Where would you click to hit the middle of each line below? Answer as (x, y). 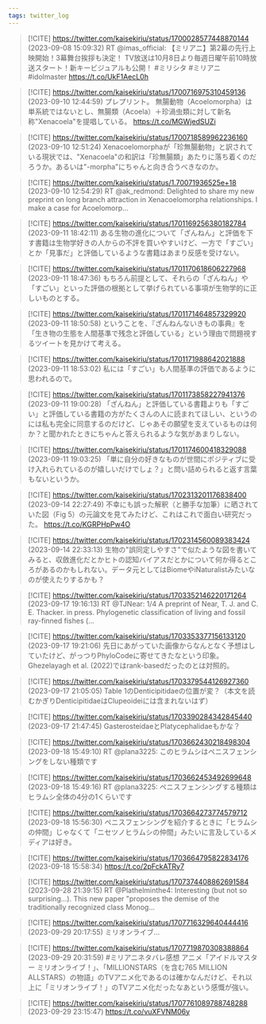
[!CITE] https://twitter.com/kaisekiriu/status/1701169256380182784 (137, 223)
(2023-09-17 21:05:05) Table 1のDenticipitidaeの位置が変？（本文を (138, 691)
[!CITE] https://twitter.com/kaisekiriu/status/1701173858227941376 (136, 394)
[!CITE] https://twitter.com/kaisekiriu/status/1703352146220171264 (137, 595)
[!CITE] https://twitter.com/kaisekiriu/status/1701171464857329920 (137, 313)
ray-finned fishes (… (61, 621)
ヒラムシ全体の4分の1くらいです (80, 796)
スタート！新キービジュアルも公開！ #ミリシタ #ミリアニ (127, 68)
